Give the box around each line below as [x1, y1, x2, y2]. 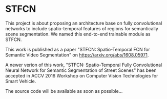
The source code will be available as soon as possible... [5, 88, 123, 94]
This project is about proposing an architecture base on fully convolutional [5, 20, 162, 26]
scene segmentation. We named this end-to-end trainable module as [5, 31, 151, 37]
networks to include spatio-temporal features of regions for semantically [5, 25, 159, 31]
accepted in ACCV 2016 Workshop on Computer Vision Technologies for [5, 72, 158, 78]
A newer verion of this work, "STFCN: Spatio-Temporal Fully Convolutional [5, 62, 162, 68]
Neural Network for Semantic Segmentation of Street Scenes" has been [5, 67, 157, 73]
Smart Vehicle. [5, 78, 36, 84]
